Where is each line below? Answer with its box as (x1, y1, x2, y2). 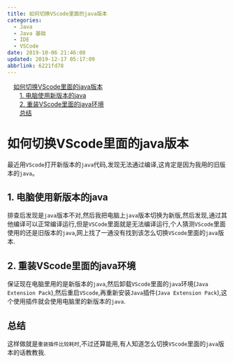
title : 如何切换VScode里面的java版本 (7, 10, 108, 17)
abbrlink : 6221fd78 (7, 62, 64, 69)
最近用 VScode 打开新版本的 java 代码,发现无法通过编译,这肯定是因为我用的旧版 (7, 160, 226, 169)
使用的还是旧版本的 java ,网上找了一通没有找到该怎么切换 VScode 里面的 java (7, 229, 219, 237)
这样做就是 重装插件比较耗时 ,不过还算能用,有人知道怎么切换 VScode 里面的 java (7, 340, 219, 348)
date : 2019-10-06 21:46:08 (7, 50, 86, 57)
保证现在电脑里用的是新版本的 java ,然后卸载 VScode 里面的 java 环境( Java (7, 280, 209, 288)
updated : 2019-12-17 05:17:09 (7, 56, 96, 63)
